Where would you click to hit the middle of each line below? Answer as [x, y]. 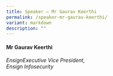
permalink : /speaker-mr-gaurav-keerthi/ [57, 17]
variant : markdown [29, 23]
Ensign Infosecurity [30, 66]
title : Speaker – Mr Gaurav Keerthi [51, 12]
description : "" [26, 28]
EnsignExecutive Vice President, [45, 61]
